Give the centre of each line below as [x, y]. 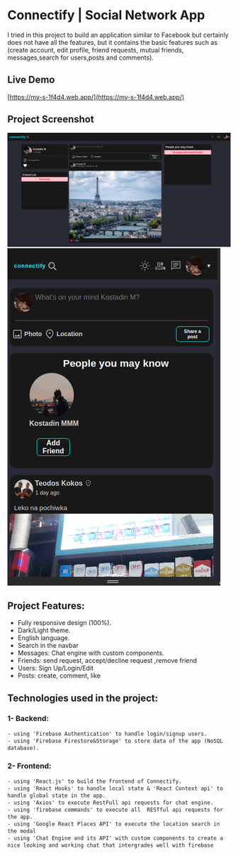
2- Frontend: [29, 766]
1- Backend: [28, 718]
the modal [22, 831]
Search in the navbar [48, 646]
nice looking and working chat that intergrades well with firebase [110, 845]
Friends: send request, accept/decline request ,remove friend [107, 661]
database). [23, 748]
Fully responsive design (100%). [64, 623]
